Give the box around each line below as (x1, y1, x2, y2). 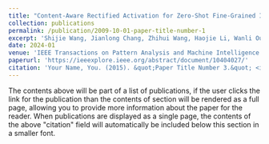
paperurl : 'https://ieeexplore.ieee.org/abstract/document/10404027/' (8, 57, 249, 65)
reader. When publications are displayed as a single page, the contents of (8, 111, 251, 121)
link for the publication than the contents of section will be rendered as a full (8, 94, 259, 104)
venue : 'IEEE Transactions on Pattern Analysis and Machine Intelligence (8, 49, 260, 57)
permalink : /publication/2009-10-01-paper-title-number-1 (8, 26, 206, 34)
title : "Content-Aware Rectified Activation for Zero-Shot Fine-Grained (8, 11, 256, 20)
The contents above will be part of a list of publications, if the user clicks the (8, 86, 260, 95)
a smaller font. (8, 128, 56, 138)
